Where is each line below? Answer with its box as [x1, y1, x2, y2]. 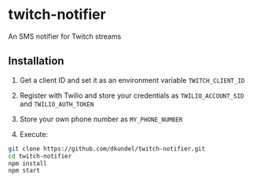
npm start [8, 167, 41, 175]
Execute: [19, 129, 49, 139]
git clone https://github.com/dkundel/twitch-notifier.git [8, 144, 206, 153]
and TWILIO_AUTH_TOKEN [19, 98, 94, 108]
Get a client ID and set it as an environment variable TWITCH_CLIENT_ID [19, 75, 245, 84]
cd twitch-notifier [8, 152, 72, 160]
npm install [8, 159, 47, 167]
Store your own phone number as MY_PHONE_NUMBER [19, 114, 183, 124]
